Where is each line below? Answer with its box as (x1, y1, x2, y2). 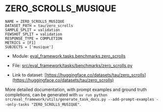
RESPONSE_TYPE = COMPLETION (5, 36, 63, 41)
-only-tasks (5, 102, 29, 107)
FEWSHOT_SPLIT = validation (5, 32, 63, 37)
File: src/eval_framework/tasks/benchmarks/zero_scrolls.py (12, 62, 133, 68)
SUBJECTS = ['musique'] (5, 44, 54, 49)
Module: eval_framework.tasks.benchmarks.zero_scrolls (12, 53, 126, 59)
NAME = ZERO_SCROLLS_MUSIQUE (5, 19, 65, 24)
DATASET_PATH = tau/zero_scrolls (5, 23, 73, 28)
